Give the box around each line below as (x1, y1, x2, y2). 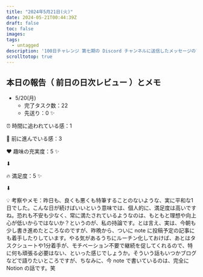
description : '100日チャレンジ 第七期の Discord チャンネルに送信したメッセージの (6, 48, 196, 54)
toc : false (6, 25, 34, 32)
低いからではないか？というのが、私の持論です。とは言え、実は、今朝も (16, 219, 196, 226)
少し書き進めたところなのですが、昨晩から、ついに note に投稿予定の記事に (6, 227, 195, 234)
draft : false (6, 20, 39, 26)
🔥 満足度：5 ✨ (6, 172, 42, 179)
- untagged (11, 43, 39, 49)
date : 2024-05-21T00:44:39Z (6, 14, 77, 20)
